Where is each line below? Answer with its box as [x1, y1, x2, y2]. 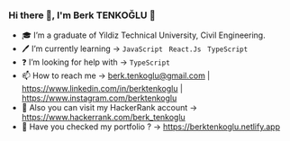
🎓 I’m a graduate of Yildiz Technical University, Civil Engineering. [21, 30, 267, 40]
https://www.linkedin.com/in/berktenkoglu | [21, 84, 184, 94]
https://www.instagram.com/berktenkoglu [21, 93, 177, 103]
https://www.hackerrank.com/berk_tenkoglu [21, 112, 186, 123]
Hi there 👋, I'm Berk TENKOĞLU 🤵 [8, 9, 156, 22]
